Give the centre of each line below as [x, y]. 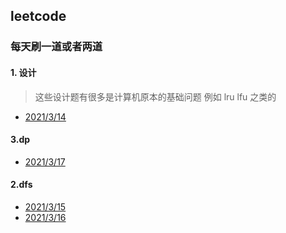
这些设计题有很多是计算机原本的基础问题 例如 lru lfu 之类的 [155, 96]
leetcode [38, 16]
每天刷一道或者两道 [56, 47]
